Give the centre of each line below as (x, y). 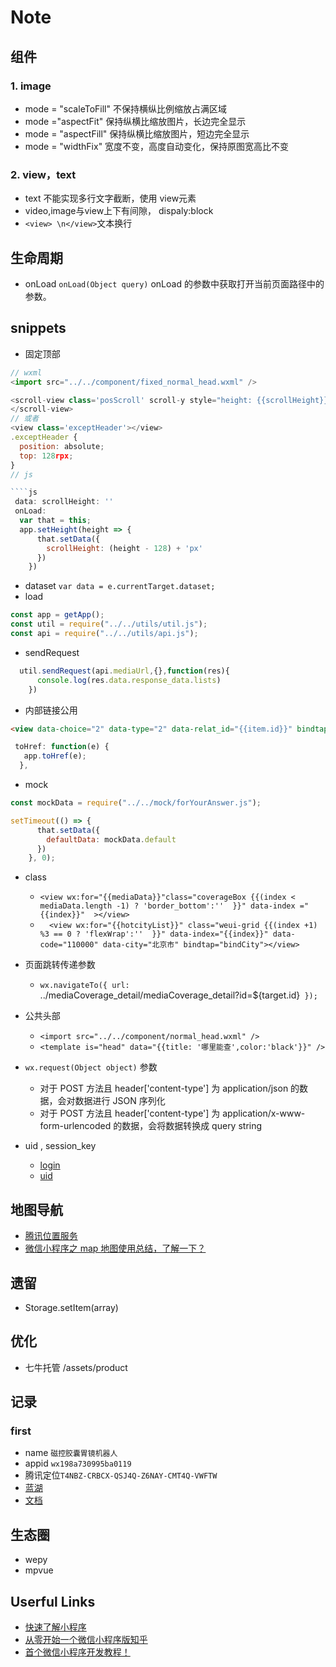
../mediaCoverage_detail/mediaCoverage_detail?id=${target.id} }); (178, 995)
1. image (31, 86)
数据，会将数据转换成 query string (192, 1126)
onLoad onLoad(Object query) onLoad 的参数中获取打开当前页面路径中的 (174, 283)
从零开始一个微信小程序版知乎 (86, 1640)
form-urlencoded (75, 1126)
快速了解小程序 (55, 1627)
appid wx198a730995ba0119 (78, 1463)
